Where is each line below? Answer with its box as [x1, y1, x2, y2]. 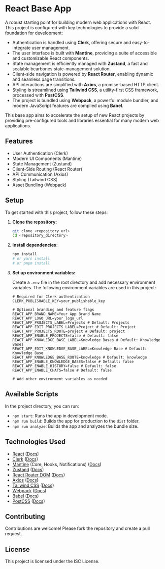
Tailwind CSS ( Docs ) [12, 482, 54, 488]
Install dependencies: [12, 242, 58, 248]
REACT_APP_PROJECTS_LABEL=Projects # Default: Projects [12, 320, 130, 325]
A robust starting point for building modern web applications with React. [5, 19, 151, 25]
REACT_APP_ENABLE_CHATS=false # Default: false [12, 367, 112, 373]
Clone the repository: [12, 219, 57, 225]
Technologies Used [5, 438, 66, 446]
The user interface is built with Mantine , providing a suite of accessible [12, 50, 157, 56]
